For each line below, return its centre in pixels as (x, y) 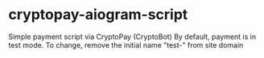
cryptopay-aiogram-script (98, 15)
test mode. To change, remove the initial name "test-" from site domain (126, 44)
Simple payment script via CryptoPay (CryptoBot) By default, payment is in (132, 37)
